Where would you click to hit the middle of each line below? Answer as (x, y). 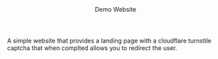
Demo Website (116, 9)
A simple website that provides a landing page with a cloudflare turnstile (109, 40)
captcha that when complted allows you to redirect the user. (92, 48)
